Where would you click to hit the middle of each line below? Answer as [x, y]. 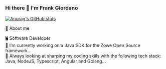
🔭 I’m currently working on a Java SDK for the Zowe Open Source [73, 45]
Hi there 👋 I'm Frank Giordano [42, 8]
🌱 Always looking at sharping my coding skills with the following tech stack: [83, 56]
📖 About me [17, 28]
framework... [18, 51]
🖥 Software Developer [28, 38]
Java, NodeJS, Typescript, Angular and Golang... [56, 61]
